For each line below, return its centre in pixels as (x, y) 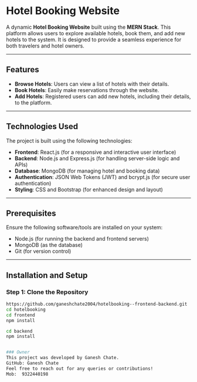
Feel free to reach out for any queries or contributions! (80, 369)
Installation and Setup (47, 275)
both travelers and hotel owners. (45, 46)
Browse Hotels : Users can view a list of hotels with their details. (92, 84)
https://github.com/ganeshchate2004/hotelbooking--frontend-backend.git (97, 304)
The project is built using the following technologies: (69, 141)
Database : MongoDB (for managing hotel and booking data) (87, 171)
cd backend (19, 331)
